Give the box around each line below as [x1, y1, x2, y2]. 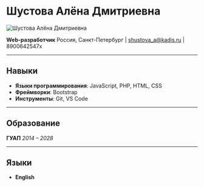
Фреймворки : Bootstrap [15, 88, 78, 95]
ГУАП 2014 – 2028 [6, 134, 53, 141]
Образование [6, 118, 61, 129]
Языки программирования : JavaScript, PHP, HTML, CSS [15, 82, 162, 89]
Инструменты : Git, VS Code [15, 95, 88, 102]
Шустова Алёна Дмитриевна [6, 4, 161, 18]
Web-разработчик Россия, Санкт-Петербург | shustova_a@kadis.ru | [6, 36, 185, 43]
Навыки [6, 66, 38, 76]
